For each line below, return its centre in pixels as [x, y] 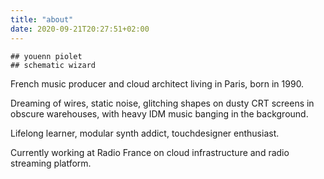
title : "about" [42, 19]
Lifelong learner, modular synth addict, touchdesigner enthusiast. [145, 133]
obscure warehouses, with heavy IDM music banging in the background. [159, 113]
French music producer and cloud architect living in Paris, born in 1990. [157, 83]
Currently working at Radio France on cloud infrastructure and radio [150, 152]
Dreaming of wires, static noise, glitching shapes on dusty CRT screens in [162, 103]
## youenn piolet [46, 56]
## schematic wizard [53, 65]
